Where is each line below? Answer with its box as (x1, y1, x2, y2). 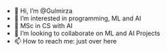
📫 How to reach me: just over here (14, 37, 117, 45)
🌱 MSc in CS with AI (14, 22, 73, 30)
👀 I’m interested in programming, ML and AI (14, 14, 141, 22)
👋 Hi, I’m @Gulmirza (14, 7, 73, 15)
